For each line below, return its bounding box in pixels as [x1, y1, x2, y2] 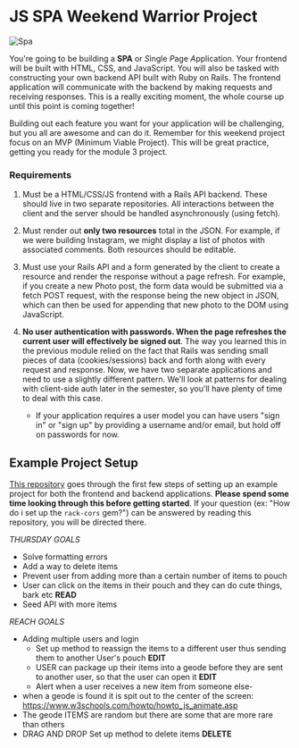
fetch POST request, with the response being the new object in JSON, [21, 290, 279, 301]
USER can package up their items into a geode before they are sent [35, 662, 284, 673]
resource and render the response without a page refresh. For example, [21, 271, 286, 282]
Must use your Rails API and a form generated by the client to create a [21, 262, 280, 273]
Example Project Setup [9, 455, 138, 470]
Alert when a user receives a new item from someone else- [35, 681, 253, 692]
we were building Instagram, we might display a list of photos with [21, 235, 266, 246]
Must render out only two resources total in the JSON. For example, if [21, 225, 280, 236]
